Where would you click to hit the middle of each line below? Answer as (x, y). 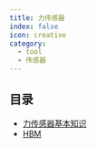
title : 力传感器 (37, 18)
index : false (34, 26)
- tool (30, 52)
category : (28, 43)
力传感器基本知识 (54, 123)
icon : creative (38, 35)
